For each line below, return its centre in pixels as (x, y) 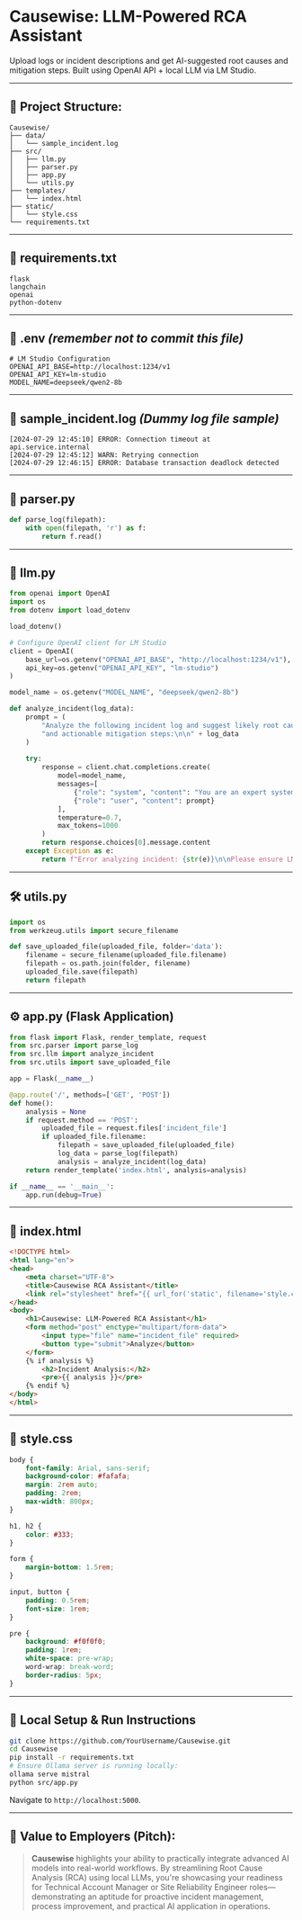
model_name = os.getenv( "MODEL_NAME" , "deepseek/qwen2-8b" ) (124, 693)
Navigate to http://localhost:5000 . (75, 1799)
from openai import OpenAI (60, 594)
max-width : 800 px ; (60, 1502)
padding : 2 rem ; (54, 1494)
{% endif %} (48, 1386)
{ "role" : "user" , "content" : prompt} (144, 801)
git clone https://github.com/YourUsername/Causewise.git (120, 1741)
